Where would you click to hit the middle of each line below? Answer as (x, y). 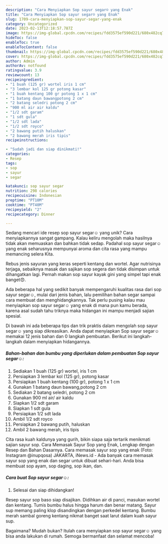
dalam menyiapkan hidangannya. (57, 342)
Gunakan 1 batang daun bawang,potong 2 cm (60, 387)
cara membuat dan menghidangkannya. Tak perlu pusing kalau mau (75, 300)
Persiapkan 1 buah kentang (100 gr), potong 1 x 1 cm (66, 382)
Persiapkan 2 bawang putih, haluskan (51, 424)
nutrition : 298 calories (31, 191)
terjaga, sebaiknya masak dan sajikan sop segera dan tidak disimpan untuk (83, 269)
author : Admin (20, 61)
